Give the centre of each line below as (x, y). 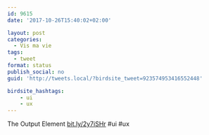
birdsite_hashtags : (36, 91)
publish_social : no (36, 72)
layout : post (26, 33)
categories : (25, 39)
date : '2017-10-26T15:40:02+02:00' (59, 20)
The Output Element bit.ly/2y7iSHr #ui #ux (69, 124)
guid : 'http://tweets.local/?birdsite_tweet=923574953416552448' (105, 78)
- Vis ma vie (33, 46)
